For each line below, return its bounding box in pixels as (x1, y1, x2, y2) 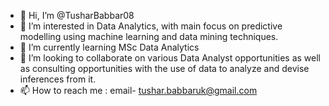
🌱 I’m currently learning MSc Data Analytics (19, 41, 200, 53)
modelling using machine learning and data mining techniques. (19, 31, 279, 42)
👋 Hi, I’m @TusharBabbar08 (19, 10, 135, 21)
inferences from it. (19, 73, 97, 85)
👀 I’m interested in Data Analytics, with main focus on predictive (19, 20, 283, 32)
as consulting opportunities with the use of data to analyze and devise (19, 63, 310, 74)
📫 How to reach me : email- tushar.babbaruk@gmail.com (19, 85, 258, 96)
